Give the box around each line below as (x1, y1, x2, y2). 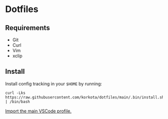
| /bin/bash (5, 99, 30, 104)
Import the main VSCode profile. (5, 108, 71, 114)
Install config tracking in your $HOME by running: (5, 80, 102, 86)
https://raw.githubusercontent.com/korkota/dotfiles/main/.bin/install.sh (5, 94, 164, 100)
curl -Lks (5, 90, 26, 95)
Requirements (5, 24, 50, 32)
